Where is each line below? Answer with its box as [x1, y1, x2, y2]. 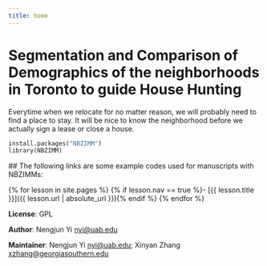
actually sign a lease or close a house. [8, 123, 135, 133]
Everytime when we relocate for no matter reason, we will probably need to [8, 107, 257, 116]
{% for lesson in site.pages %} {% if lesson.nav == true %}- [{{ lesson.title [8, 185, 255, 195]
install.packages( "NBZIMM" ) [8, 139, 103, 147]
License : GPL [8, 209, 54, 219]
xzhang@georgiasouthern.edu [8, 249, 109, 259]
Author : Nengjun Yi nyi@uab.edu [8, 225, 118, 235]
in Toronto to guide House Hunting [8, 80, 242, 99]
